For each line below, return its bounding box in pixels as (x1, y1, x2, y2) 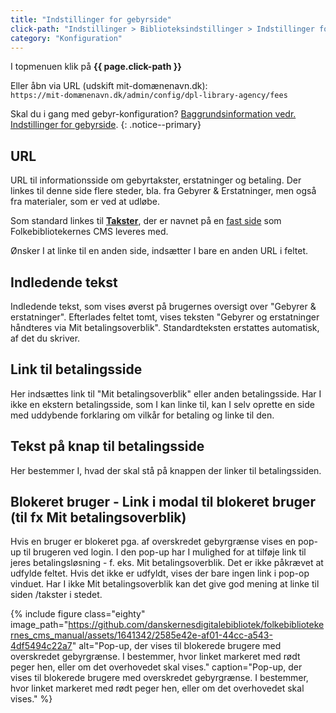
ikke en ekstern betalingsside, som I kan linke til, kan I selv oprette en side (10, 398, 315, 410)
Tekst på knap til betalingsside (10, 438, 205, 455)
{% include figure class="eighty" (10, 608, 146, 620)
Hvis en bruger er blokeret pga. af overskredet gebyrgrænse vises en (10, 536, 297, 548)
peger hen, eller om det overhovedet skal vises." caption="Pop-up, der (10, 661, 303, 673)
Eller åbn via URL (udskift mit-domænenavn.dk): (10, 80, 208, 92)
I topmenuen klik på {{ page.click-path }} (10, 61, 182, 73)
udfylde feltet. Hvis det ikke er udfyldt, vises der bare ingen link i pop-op (10, 567, 310, 580)
